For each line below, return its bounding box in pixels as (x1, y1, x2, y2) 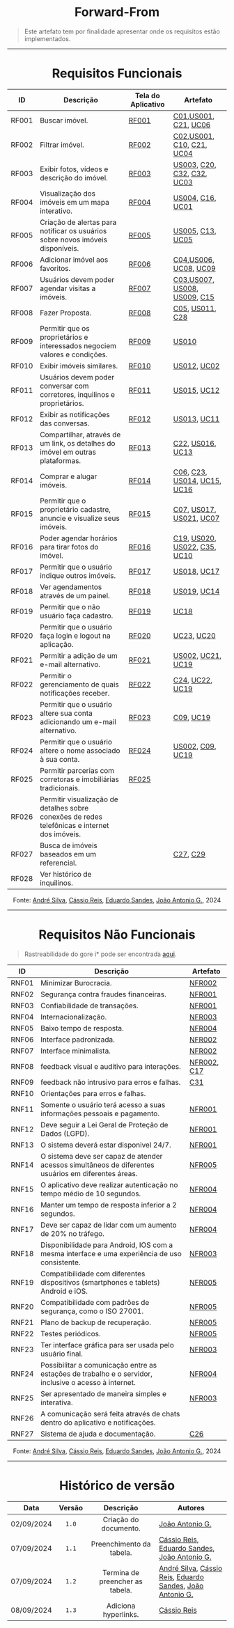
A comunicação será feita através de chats (40, 1409, 180, 1418)
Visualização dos (39, 189, 96, 198)
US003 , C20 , (173, 159, 217, 169)
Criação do (102, 1514, 139, 1524)
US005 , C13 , (173, 226, 217, 235)
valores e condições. (39, 350, 108, 359)
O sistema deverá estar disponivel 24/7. (40, 1140, 172, 1150)
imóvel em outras (39, 447, 96, 457)
